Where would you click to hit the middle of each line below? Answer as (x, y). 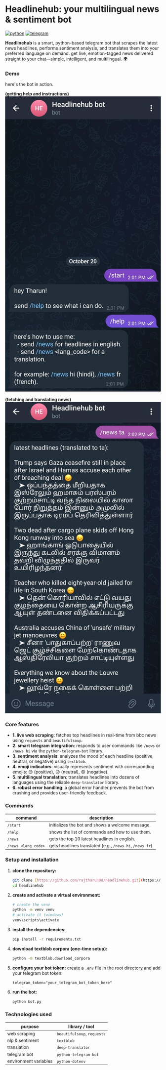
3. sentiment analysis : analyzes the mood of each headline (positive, (83, 756)
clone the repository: (34, 870)
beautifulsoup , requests (81, 1033)
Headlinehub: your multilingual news (82, 9)
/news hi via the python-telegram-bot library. (58, 751)
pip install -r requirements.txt (47, 940)
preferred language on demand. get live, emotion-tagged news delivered (79, 53)
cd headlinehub (28, 885)
